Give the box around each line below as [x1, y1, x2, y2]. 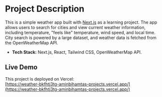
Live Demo [5, 63, 38, 71]
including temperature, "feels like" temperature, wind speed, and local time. [5, 29, 156, 35]
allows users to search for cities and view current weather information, [5, 24, 146, 30]
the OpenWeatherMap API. [5, 40, 59, 45]
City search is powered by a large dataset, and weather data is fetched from [5, 35, 157, 41]
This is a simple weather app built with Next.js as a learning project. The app [5, 19, 157, 25]
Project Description [5, 3, 85, 14]
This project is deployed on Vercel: [5, 76, 74, 82]
